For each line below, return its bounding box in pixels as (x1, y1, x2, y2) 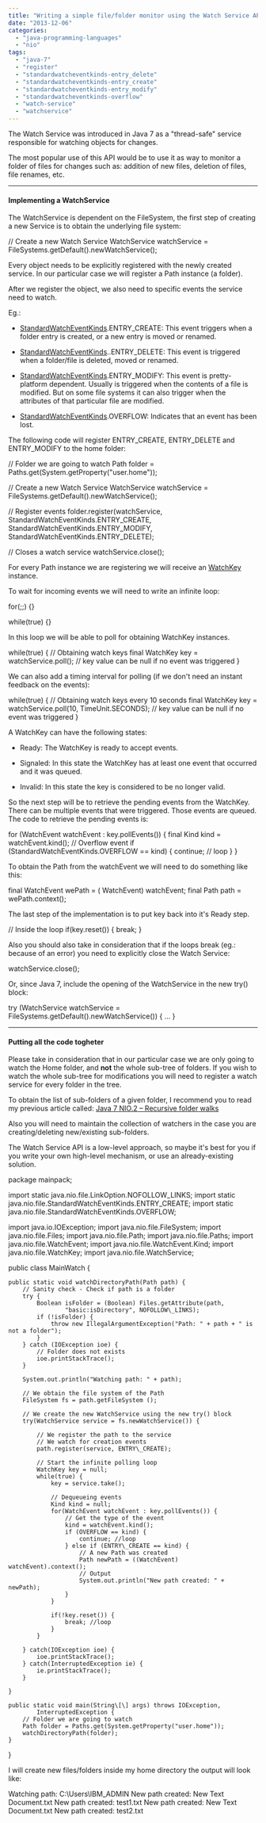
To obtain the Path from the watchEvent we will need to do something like (8, 862, 248, 872)
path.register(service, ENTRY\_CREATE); (36, 1445, 172, 1453)
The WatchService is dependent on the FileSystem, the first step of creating (8, 213, 256, 223)
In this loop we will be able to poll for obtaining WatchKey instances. (8, 633, 230, 642)
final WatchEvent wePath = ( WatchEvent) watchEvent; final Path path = (8, 885, 242, 896)
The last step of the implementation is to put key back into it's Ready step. (8, 909, 250, 919)
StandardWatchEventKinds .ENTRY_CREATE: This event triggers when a (19, 323, 253, 333)
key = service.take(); (50, 1480, 126, 1488)
